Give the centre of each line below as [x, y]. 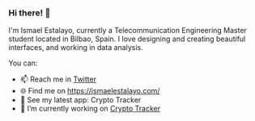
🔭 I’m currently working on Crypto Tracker [90, 109]
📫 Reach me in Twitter [58, 79]
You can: [23, 63]
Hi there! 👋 [30, 13]
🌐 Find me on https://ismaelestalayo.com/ [90, 91]
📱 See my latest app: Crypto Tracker [81, 100]
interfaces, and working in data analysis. [76, 48]
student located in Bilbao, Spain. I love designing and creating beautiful [127, 39]
